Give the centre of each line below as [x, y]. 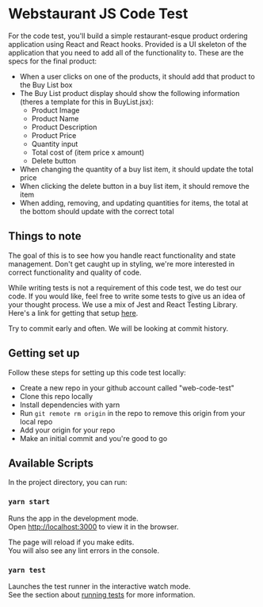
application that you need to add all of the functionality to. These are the [126, 52]
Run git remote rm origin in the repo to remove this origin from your [132, 413]
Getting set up [44, 353]
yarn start [29, 502]
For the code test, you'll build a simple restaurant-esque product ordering [128, 36]
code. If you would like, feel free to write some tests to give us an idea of [127, 296]
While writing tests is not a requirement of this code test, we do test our [125, 287]
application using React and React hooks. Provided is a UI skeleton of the [128, 44]
